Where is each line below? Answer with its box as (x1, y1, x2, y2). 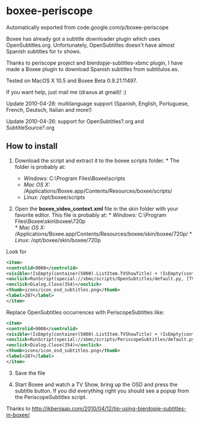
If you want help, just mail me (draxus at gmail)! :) (6, 88, 127, 95)
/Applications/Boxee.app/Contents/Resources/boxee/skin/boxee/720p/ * (14, 230, 192, 237)
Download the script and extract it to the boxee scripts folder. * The (14, 157, 179, 164)
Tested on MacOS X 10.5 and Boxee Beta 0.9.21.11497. (6, 77, 137, 84)
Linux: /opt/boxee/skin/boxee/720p (14, 236, 101, 243)
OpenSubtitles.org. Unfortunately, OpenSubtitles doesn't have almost (6, 41, 175, 49)
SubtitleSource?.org (6, 124, 54, 131)
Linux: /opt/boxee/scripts (23, 194, 85, 201)
